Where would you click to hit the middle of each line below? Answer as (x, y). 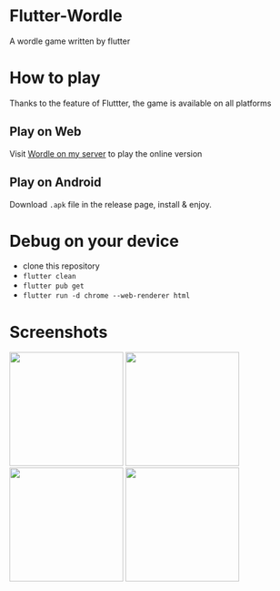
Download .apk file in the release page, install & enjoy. (110, 204)
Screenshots (59, 332)
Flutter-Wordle (66, 16)
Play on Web (45, 132)
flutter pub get (53, 286)
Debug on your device (94, 241)
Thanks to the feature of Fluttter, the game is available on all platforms (140, 103)
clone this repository (61, 266)
